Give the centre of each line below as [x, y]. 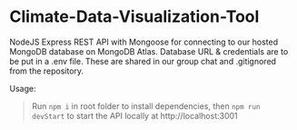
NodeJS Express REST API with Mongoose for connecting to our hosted [144, 42]
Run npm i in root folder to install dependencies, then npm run [146, 105]
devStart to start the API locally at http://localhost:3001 [134, 115]
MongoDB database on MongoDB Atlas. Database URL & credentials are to [149, 51]
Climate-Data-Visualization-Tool [134, 17]
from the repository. [47, 71]
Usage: [23, 88]
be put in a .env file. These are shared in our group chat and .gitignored [143, 61]
